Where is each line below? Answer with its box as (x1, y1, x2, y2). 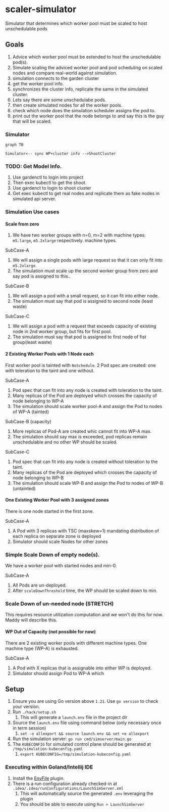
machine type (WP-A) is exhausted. (5, 645, 79, 651)
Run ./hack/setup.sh (12, 709, 57, 715)
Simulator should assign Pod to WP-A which (12, 670, 104, 676)
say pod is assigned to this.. (12, 273, 71, 279)
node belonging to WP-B (12, 474, 64, 481)
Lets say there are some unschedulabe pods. (12, 97, 106, 103)
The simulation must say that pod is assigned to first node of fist (12, 334, 146, 340)
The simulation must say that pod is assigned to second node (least (12, 298, 153, 304)
